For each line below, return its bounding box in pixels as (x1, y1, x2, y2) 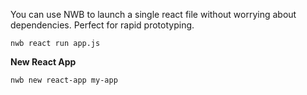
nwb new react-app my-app (10, 75, 118, 85)
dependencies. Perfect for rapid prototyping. (10, 19, 195, 31)
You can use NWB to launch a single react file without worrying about (10, 9, 297, 20)
